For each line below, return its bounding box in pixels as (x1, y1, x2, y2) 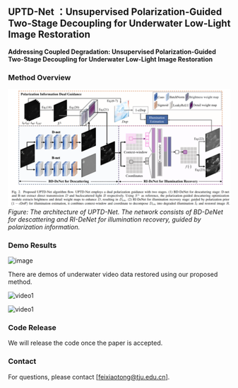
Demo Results (8, 240, 57, 250)
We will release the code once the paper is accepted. (8, 338, 163, 348)
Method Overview (8, 72, 71, 82)
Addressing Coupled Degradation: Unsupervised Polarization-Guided (8, 47, 216, 56)
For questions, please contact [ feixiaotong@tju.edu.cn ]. (8, 372, 170, 381)
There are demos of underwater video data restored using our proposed (8, 270, 218, 279)
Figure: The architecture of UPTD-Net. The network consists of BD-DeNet (8, 207, 223, 216)
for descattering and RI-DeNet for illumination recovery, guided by (8, 215, 201, 224)
